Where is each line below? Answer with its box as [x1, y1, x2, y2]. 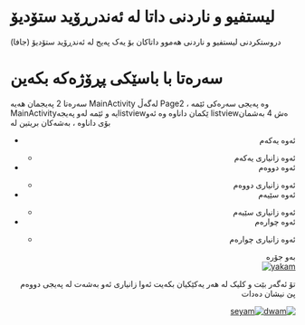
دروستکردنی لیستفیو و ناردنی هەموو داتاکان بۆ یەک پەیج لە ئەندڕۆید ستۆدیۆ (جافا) [10, 36, 281, 47]
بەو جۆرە [265, 251, 296, 262]
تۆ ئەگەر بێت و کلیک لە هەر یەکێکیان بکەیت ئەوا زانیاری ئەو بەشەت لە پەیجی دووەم [20, 278, 296, 289]
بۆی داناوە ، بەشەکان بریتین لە [10, 117, 111, 128]
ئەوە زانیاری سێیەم [233, 206, 296, 217]
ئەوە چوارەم [254, 215, 296, 227]
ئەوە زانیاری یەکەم [234, 152, 296, 163]
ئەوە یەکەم [259, 134, 296, 146]
